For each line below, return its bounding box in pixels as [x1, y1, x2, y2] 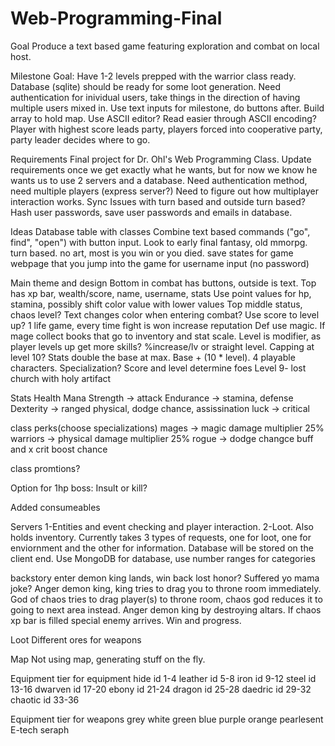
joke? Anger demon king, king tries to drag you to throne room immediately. [10, 582, 322, 594]
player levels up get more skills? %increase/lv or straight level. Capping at [10, 340, 315, 352]
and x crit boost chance [10, 443, 108, 455]
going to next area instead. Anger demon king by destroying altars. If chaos [10, 603, 322, 616]
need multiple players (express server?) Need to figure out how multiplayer [10, 185, 319, 197]
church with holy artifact [10, 372, 112, 384]
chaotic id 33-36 [10, 693, 80, 706]
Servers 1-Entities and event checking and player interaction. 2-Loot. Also [10, 520, 314, 532]
